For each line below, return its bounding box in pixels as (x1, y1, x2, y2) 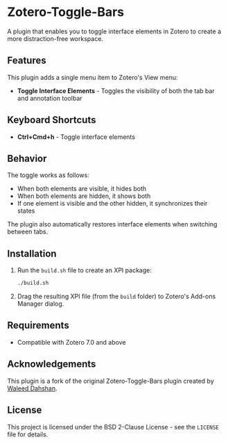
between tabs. (7, 227, 49, 236)
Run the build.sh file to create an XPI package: (17, 266, 152, 274)
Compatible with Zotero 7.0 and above (17, 338, 126, 346)
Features (7, 55, 46, 67)
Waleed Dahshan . (7, 384, 58, 393)
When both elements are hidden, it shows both (17, 192, 151, 200)
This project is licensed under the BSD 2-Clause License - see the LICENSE (7, 422, 220, 431)
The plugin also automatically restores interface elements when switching (7, 220, 218, 229)
